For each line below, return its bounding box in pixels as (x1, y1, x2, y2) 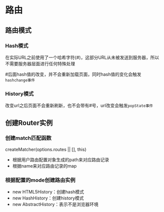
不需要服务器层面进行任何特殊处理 (5, 60, 75, 66)
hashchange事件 (5, 78, 35, 83)
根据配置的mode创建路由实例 (5, 177, 76, 184)
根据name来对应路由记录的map (12, 163, 77, 169)
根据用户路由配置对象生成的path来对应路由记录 (12, 157, 110, 163)
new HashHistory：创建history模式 (12, 195, 84, 201)
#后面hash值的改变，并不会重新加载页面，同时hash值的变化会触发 (5, 71, 142, 77)
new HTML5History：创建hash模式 (12, 189, 84, 195)
